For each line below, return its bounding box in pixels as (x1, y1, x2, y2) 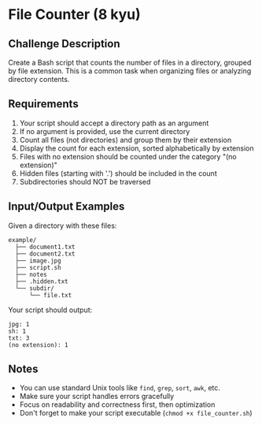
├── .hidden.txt (15, 278, 68, 285)
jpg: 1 (8, 320, 30, 328)
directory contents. (8, 75, 70, 84)
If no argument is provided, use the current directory (19, 126, 190, 136)
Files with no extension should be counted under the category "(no (19, 151, 238, 161)
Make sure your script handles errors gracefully (19, 392, 175, 401)
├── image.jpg (15, 256, 61, 265)
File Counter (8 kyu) (8, 6, 142, 24)
